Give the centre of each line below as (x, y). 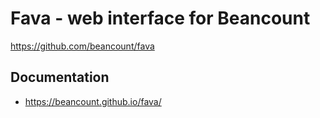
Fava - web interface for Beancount (160, 18)
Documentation (60, 77)
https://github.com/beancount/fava (82, 46)
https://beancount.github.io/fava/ (93, 101)
